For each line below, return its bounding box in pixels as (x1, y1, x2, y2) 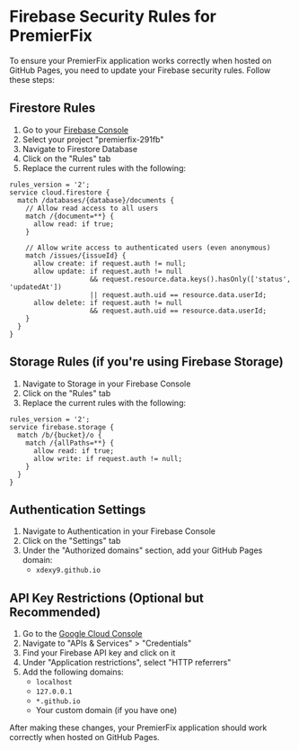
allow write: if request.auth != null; (32, 454, 182, 463)
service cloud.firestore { (9, 187, 110, 197)
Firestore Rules (9, 101, 96, 116)
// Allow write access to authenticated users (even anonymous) (25, 243, 271, 252)
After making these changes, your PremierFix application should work (9, 722, 268, 733)
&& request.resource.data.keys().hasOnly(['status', (89, 275, 292, 284)
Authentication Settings (9, 502, 146, 517)
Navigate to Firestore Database (22, 143, 137, 154)
